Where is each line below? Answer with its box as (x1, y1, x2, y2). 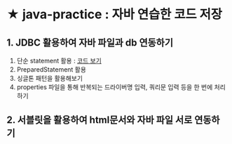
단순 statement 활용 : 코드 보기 (16, 57, 102, 65)
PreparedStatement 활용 (16, 65, 87, 74)
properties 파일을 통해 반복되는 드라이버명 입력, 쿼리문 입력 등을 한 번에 (16, 83, 213, 91)
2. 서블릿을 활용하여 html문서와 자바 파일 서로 (6, 114, 193, 126)
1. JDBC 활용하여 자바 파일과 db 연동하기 (6, 37, 173, 48)
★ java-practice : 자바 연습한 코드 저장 (6, 6, 222, 22)
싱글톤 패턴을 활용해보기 (16, 74, 83, 82)
